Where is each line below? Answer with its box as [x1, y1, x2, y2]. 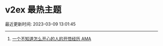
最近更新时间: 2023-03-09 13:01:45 [5, 21, 76, 27]
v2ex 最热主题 [5, 4, 62, 15]
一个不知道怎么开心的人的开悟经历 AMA [12, 35, 91, 41]
